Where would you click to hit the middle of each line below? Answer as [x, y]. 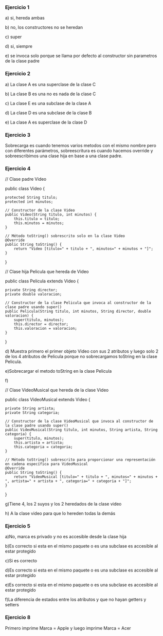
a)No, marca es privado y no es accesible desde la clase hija [66, 537]
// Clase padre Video [26, 179]
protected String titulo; [31, 198]
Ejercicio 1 [17, 7]
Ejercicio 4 [18, 169]
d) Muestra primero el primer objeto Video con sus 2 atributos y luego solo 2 [82, 351]
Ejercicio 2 [18, 74]
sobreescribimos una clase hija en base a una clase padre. [64, 156]
